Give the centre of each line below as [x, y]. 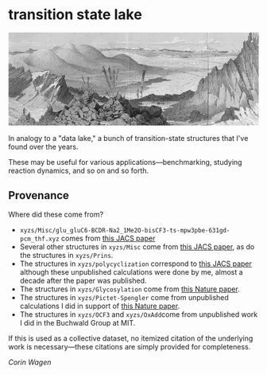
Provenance [39, 195]
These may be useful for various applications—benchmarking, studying [125, 162]
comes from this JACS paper [108, 238]
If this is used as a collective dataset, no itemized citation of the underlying [131, 338]
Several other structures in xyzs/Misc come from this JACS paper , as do [137, 247]
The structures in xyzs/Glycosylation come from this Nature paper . [130, 289]
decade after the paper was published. [83, 281]
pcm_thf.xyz [39, 239]
